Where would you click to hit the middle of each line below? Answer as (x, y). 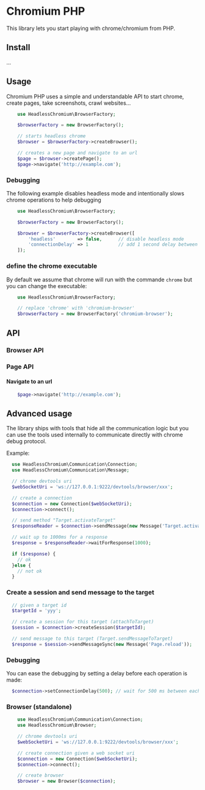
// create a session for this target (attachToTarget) (83, 622)
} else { (22, 565)
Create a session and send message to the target (80, 593)
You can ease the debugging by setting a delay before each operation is (97, 674)
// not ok (30, 571)
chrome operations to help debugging (54, 200)
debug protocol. (27, 441)
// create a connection (42, 498)
